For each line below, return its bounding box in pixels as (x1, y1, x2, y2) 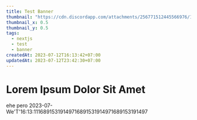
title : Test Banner (6, 8, 54, 15)
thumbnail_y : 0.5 (6, 25, 49, 31)
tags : (6, 30, 19, 36)
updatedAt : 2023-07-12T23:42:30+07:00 (6, 57, 101, 63)
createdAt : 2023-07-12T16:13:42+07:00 (6, 52, 101, 58)
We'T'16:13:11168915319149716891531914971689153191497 (6, 108, 148, 115)
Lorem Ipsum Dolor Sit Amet (6, 83, 145, 96)
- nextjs (11, 36, 33, 42)
